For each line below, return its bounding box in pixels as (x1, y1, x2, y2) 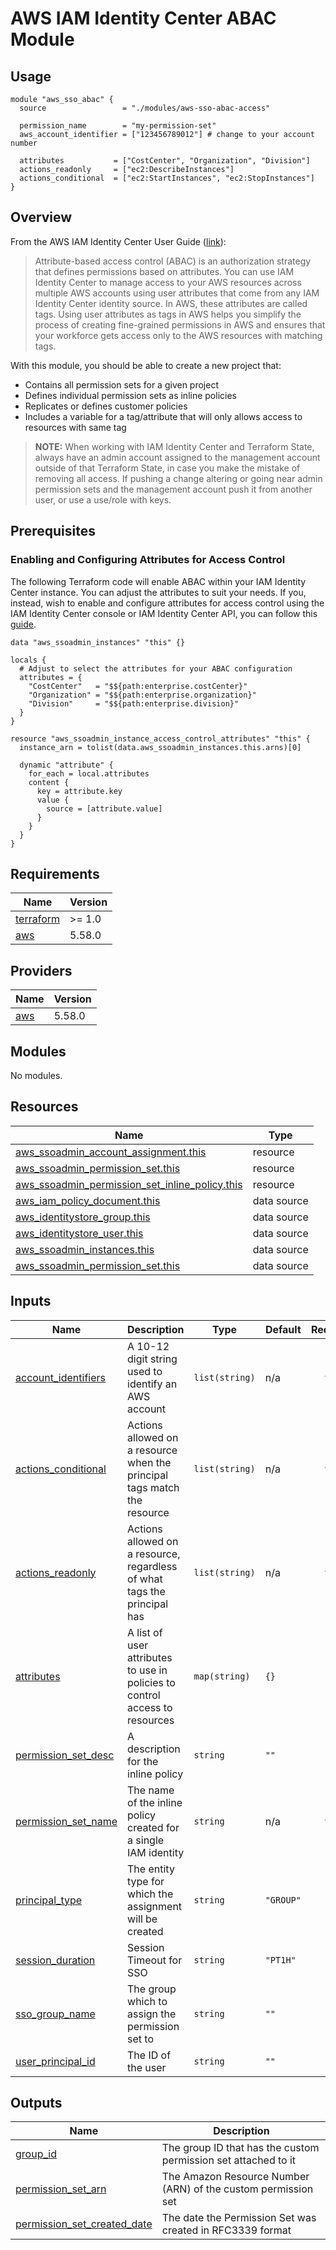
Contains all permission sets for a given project (24, 378, 219, 391)
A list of (127, 1625, 163, 1639)
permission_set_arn (15, 2182, 107, 2196)
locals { (10, 655, 47, 665)
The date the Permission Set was (161, 2211, 317, 2225)
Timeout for (127, 1953, 183, 1967)
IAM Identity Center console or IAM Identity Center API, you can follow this (10, 607, 318, 619)
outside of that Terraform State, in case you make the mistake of (34, 462, 301, 474)
